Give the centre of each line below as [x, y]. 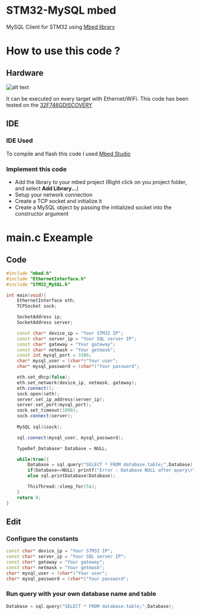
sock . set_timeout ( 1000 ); [48, 410]
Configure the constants [42, 538]
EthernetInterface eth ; [46, 301]
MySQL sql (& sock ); [40, 427]
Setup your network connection [54, 195]
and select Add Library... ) [47, 188]
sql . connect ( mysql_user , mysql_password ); [70, 438]
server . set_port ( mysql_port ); [54, 405]
